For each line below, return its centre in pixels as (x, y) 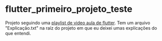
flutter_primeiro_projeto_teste (69, 9)
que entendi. (18, 33)
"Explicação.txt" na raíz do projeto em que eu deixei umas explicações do (81, 28)
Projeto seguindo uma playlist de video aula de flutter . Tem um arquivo (78, 23)
